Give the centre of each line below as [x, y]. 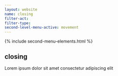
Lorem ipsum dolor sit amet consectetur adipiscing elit [59, 68]
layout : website [21, 9]
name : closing [19, 14]
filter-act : [17, 18]
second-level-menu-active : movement [42, 28]
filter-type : [18, 23]
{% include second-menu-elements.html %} [49, 41]
